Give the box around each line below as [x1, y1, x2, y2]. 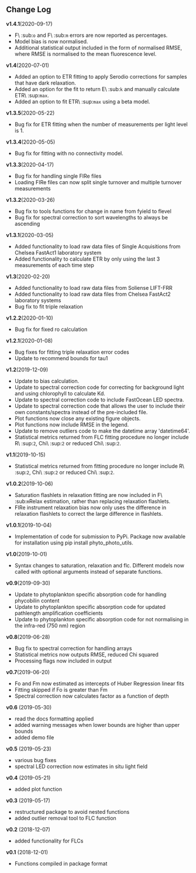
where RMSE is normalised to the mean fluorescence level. [14, 50, 157, 57]
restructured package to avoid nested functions [14, 808, 130, 815]
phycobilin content [14, 597, 60, 604]
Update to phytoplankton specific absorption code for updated [14, 603, 166, 610]
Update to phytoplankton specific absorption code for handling [14, 591, 167, 598]
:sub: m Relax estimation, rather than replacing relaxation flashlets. [14, 498, 171, 505]
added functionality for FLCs [14, 837, 84, 844]
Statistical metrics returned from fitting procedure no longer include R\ [14, 462, 184, 469]
